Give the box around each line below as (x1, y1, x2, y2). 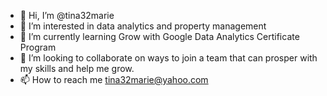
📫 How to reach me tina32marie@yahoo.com (19, 74, 209, 85)
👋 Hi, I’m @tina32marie (19, 10, 115, 21)
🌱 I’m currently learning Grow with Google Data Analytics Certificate (19, 31, 300, 42)
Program (19, 41, 57, 53)
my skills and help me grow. (19, 63, 135, 74)
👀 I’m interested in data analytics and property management (19, 20, 267, 32)
